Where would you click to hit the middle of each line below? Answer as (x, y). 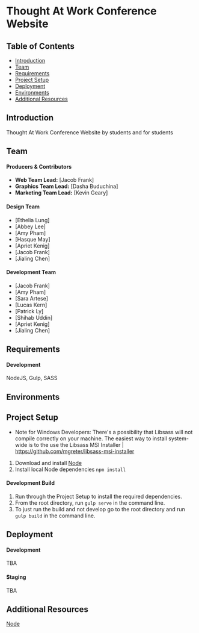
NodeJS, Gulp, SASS (32, 378)
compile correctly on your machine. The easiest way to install (91, 438)
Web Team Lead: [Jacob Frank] (54, 180)
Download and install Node (48, 463)
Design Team (23, 207)
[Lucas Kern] (31, 305)
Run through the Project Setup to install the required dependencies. (98, 496)
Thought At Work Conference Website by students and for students (90, 132)
